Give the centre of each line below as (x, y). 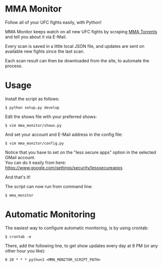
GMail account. (20, 157)
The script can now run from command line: (49, 186)
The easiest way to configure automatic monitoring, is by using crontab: (77, 228)
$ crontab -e (18, 237)
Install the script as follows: (32, 99)
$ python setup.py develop (32, 107)
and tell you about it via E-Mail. (36, 37)
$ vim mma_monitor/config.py (34, 143)
